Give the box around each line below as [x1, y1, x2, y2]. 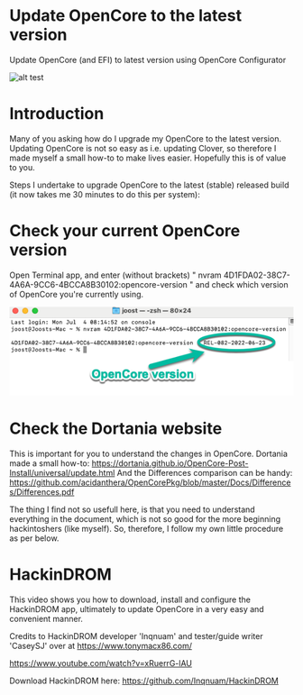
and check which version [195, 279, 289, 289]
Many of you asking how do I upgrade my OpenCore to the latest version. [9, 133, 282, 144]
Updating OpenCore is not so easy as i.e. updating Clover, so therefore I [9, 142, 277, 153]
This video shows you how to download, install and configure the [9, 594, 251, 605]
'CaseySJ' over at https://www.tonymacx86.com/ [9, 640, 192, 651]
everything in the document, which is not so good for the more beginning [9, 513, 281, 524]
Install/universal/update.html [9, 467, 115, 478]
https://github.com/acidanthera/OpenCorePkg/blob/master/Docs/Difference [9, 477, 291, 488]
